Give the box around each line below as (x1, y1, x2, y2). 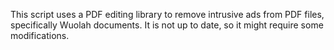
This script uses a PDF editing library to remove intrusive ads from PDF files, (10, 9, 325, 20)
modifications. (10, 30, 70, 41)
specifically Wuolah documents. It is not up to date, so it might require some (10, 19, 324, 31)
